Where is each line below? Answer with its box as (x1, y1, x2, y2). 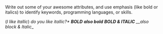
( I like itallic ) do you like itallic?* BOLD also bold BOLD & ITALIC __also (5, 19, 149, 24)
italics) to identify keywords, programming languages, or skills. (5, 9, 133, 15)
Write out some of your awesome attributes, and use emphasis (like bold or (5, 4, 158, 10)
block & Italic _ (5, 24, 34, 30)
